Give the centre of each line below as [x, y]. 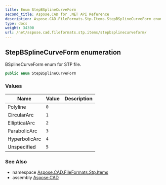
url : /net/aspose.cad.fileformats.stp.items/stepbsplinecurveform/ [76, 32]
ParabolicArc [22, 131]
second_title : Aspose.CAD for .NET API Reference [57, 14]
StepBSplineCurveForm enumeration [63, 52]
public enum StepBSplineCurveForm [41, 73]
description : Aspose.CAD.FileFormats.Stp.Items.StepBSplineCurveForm [78, 19]
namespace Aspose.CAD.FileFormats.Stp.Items [60, 172]
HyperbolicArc [24, 139]
